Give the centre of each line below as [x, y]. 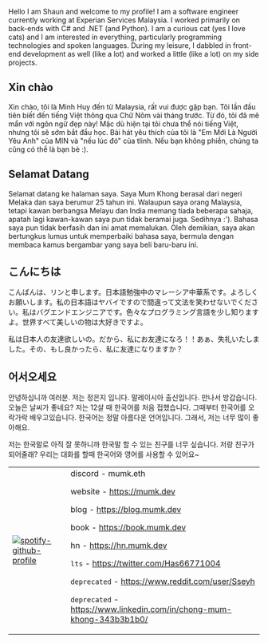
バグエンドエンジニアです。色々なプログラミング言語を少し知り [140, 312]
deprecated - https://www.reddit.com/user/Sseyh [163, 581]
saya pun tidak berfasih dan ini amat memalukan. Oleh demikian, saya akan [132, 228]
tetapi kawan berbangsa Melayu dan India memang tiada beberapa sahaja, [131, 210]
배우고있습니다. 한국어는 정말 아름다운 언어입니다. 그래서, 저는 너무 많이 [140, 418]
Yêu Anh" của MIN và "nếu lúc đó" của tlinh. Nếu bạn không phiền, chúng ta [134, 141]
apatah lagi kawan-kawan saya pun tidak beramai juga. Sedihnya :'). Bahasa [133, 219]
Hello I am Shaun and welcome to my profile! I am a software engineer [124, 12]
